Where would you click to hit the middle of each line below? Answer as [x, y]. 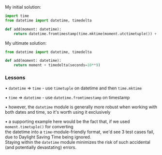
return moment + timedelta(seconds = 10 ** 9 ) [57, 65]
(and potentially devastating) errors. [41, 147]
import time [17, 16]
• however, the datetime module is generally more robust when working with [81, 107]
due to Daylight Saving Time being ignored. [48, 137]
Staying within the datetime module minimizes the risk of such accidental [78, 142]
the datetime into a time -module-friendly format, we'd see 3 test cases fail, [80, 132]
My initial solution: [23, 7]
